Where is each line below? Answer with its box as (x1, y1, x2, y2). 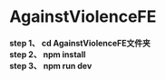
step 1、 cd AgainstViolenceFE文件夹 (9, 37, 151, 48)
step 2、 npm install (9, 48, 86, 60)
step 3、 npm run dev (9, 60, 92, 71)
